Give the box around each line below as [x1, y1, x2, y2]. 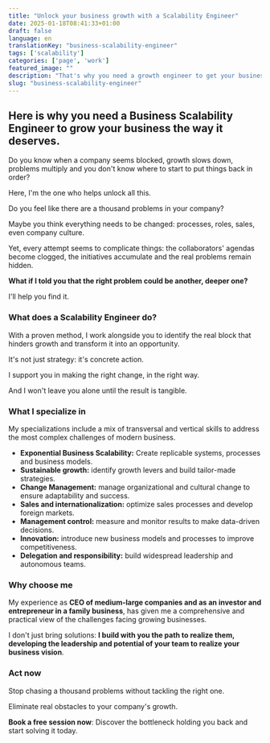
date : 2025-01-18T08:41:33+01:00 [8, 19, 121, 27]
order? [8, 172, 31, 182]
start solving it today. [8, 725, 78, 735]
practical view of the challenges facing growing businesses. [8, 615, 207, 625]
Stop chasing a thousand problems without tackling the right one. [8, 686, 225, 696]
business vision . [8, 647, 64, 657]
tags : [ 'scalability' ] [8, 49, 84, 57]
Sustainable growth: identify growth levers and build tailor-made [19, 464, 236, 475]
